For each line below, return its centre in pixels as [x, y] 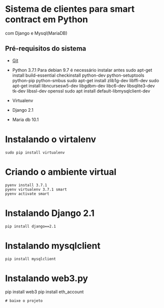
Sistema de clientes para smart [70, 9]
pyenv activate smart [27, 194]
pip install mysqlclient [31, 259]
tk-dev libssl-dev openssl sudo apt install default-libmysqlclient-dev [81, 91]
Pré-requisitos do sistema [46, 48]
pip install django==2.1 [31, 226]
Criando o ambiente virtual [61, 172]
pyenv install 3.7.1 [26, 185]
